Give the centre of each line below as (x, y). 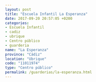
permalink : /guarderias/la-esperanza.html (48, 72)
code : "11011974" (23, 63)
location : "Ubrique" (26, 59)
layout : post (18, 9)
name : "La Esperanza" (27, 50)
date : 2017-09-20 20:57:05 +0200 (39, 18)
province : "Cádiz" (24, 54)
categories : (17, 23)
